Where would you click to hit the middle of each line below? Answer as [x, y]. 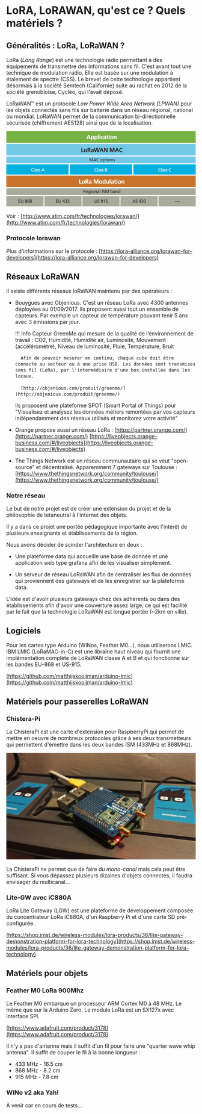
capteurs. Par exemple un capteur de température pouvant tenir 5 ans [101, 316]
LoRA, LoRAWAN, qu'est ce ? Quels [96, 11]
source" [25, 467]
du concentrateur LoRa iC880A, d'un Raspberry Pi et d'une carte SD [91, 917]
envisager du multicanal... [38, 882]
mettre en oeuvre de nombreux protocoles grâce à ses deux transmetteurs [99, 738]
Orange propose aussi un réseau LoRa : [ [66, 430]
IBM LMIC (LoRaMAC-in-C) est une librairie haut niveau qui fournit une [94, 652]
